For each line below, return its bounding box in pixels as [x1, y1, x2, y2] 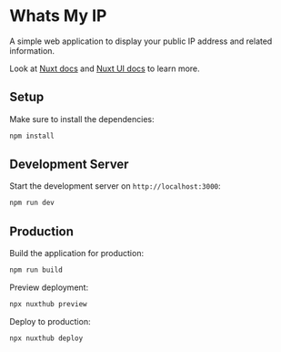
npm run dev [9, 198, 55, 208]
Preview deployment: [9, 282, 89, 293]
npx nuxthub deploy [9, 334, 84, 343]
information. [9, 45, 55, 56]
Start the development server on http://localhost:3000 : [9, 181, 221, 192]
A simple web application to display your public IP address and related [9, 36, 273, 47]
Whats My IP [9, 5, 107, 26]
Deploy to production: [9, 316, 91, 326]
